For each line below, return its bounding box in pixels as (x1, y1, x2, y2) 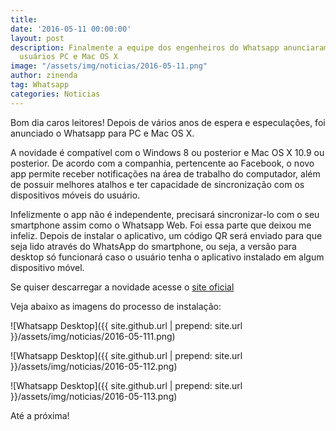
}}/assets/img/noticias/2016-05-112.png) (10, 360, 178, 372)
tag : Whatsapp (10, 80, 70, 90)
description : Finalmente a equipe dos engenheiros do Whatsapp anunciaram (10, 42, 329, 53)
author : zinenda (10, 71, 78, 81)
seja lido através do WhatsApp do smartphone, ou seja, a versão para (10, 240, 297, 252)
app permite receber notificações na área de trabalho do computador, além (10, 167, 321, 180)
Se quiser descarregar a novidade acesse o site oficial (10, 281, 235, 293)
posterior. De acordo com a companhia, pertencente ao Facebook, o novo (10, 157, 315, 169)
